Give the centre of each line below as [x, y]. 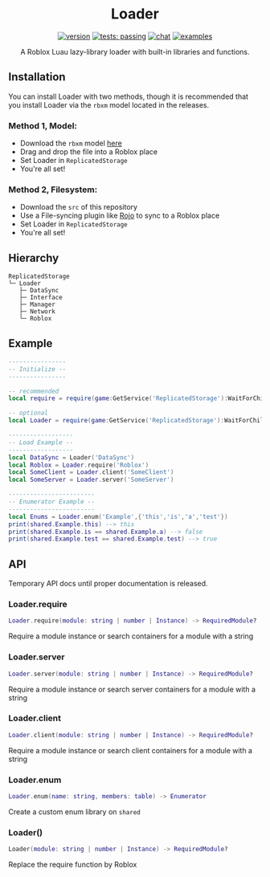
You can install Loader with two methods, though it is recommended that [129, 96]
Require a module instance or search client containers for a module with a [131, 750]
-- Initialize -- [37, 369]
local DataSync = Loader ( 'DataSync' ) [72, 457]
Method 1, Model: [43, 125]
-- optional [28, 413]
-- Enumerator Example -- [51, 502]
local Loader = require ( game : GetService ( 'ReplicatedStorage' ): [117, 421]
